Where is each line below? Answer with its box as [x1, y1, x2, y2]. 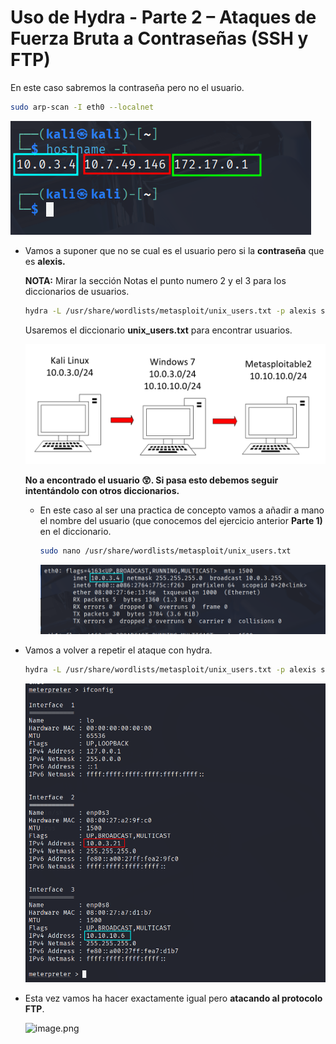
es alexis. [24, 255, 66, 267]
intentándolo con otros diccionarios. [24, 484, 180, 496]
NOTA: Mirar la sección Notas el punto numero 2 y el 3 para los [24, 274, 287, 286]
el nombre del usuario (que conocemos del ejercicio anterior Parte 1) [39, 514, 323, 526]
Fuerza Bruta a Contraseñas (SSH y [10, 27, 309, 50]
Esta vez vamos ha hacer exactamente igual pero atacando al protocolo [24, 992, 323, 1005]
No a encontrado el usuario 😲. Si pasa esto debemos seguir [24, 474, 279, 486]
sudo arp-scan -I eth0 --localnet [10, 102, 155, 112]
